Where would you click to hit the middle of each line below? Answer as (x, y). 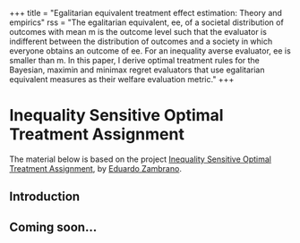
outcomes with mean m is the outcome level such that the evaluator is (138, 32)
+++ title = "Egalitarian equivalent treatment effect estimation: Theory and (146, 13)
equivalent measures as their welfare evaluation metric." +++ (122, 79)
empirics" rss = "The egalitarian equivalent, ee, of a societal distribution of (146, 22)
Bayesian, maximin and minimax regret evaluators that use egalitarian (137, 70)
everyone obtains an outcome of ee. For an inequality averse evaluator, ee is (150, 51)
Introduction (45, 197)
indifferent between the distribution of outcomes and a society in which (141, 41)
